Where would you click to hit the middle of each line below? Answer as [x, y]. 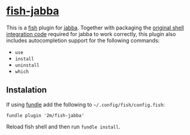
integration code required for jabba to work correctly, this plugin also [91, 34]
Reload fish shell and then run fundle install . [63, 127]
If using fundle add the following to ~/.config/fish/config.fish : [86, 104]
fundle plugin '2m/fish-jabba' [45, 115]
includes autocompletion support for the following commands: [83, 40]
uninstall [27, 65]
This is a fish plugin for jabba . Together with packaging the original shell [95, 28]
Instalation [26, 90]
